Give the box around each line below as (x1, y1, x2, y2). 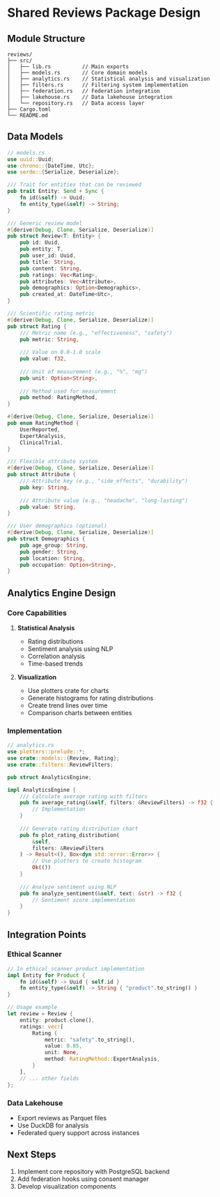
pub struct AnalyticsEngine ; (7, 774, 92, 781)
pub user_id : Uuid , (19, 252, 77, 259)
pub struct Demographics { (7, 535, 86, 542)
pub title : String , (19, 258, 77, 265)
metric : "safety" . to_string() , (44, 1036, 136, 1043)
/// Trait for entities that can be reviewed (7, 181, 141, 189)
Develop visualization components (17, 1182, 116, 1190)
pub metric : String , (19, 336, 79, 343)
